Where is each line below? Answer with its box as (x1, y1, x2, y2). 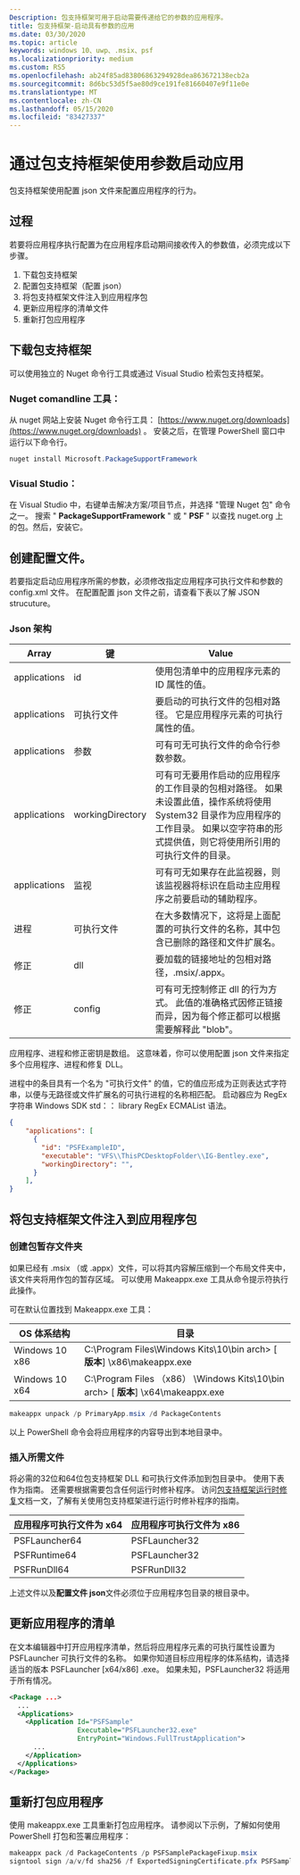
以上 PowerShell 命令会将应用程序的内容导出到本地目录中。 (9, 1426, 228, 1437)
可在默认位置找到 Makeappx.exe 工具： (9, 1304, 154, 1314)
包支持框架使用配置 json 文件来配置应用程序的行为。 (9, 185, 202, 196)
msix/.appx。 (175, 966, 230, 979)
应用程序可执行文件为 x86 (130, 1519, 240, 1531)
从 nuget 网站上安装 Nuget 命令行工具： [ (9, 414, 161, 425)
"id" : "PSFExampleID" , (41, 1143, 126, 1152)
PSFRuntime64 (13, 1549, 78, 1561)
